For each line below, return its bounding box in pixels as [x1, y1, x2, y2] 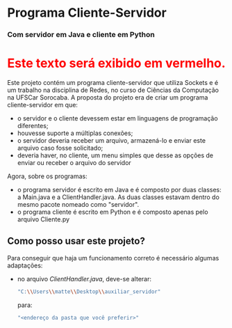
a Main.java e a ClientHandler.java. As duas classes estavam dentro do [17, 193, 220, 201]
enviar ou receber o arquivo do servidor [17, 159, 132, 167]
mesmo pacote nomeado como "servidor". [17, 201, 140, 209]
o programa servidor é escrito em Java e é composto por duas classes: [17, 186, 222, 194]
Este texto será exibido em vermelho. [7, 56, 226, 71]
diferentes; [17, 122, 49, 130]
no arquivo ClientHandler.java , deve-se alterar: [17, 274, 151, 283]
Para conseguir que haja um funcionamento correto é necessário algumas [7, 253, 219, 262]
